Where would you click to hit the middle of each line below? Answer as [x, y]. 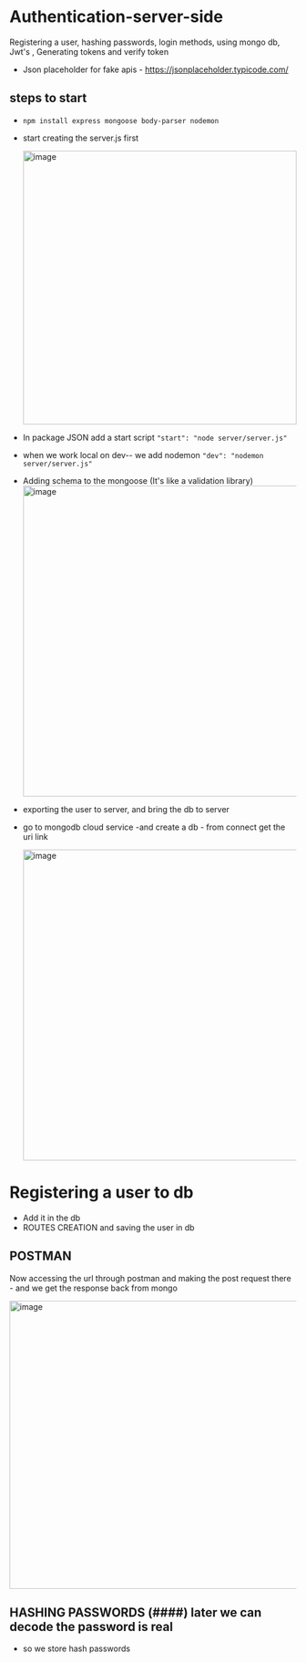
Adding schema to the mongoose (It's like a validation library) [138, 480]
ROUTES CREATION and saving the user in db [108, 1227]
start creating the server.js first [81, 138]
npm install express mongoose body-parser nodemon [121, 120]
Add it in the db [51, 1218]
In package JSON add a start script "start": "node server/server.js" [155, 437]
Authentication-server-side [116, 17]
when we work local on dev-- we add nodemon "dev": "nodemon [143, 455]
